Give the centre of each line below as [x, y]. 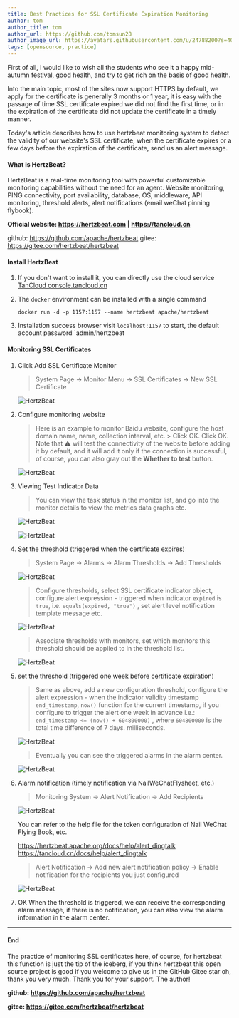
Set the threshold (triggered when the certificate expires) [101, 549]
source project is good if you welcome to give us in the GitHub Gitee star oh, [119, 971]
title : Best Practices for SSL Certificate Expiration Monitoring [108, 14]
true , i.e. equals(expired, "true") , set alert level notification [125, 605]
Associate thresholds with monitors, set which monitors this [123, 641]
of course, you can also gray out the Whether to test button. [124, 458]
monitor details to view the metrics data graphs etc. [111, 508]
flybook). [21, 210]
